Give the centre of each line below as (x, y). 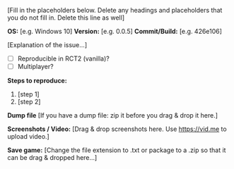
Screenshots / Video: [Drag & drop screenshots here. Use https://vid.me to (117, 129)
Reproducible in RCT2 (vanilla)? (63, 58)
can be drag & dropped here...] (52, 158)
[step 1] (29, 94)
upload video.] (28, 137)
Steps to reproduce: (37, 81)
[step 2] (29, 102)
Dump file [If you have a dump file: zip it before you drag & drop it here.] (112, 115)
